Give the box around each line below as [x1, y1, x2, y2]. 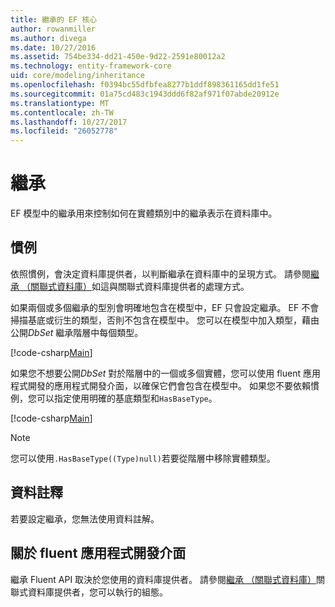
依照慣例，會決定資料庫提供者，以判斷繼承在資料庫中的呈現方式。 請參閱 [10, 267, 311, 280]
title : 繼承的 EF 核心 [10, 14, 98, 25]
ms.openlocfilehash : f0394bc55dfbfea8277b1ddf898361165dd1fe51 [10, 80, 280, 90]
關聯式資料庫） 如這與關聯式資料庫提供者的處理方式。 [29, 280, 250, 292]
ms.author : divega [10, 33, 87, 43]
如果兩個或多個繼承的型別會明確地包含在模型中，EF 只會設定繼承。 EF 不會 [10, 301, 320, 313]
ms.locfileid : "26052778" [10, 126, 118, 136]
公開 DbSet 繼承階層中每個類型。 [10, 326, 144, 338]
